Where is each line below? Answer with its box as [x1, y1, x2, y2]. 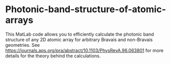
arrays [5, 14, 34, 26]
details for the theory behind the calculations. [5, 52, 101, 59]
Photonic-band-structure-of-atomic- [5, 4, 166, 15]
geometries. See [5, 42, 40, 48]
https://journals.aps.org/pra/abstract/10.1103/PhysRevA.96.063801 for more [5, 47, 164, 53]
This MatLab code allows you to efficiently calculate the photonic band [5, 31, 154, 37]
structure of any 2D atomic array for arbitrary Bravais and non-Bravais [5, 37, 153, 43]
